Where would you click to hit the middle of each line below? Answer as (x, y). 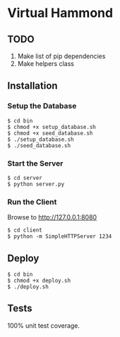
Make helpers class (46, 64)
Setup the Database (42, 106)
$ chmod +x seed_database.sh (50, 133)
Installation (32, 86)
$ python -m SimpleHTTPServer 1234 (60, 236)
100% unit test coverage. (43, 325)
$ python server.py (36, 184)
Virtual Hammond (60, 13)
